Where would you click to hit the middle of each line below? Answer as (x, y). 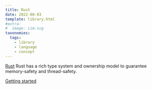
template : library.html (30, 19)
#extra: (13, 24)
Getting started (21, 81)
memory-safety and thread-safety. (41, 71)
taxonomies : (18, 33)
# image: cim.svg (24, 28)
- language (26, 47)
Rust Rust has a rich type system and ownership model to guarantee (76, 66)
